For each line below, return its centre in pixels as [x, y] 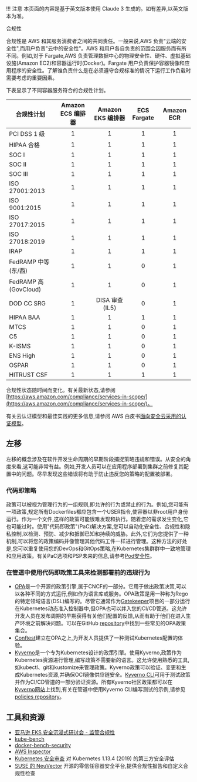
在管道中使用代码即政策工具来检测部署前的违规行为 [78, 573]
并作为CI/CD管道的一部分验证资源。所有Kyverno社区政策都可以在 [94, 682]
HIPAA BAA [25, 317]
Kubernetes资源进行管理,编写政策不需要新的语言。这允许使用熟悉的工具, [102, 660]
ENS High [22, 356]
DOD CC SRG [27, 303]
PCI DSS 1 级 [27, 134]
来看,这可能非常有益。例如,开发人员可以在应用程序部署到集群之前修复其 [97, 466]
